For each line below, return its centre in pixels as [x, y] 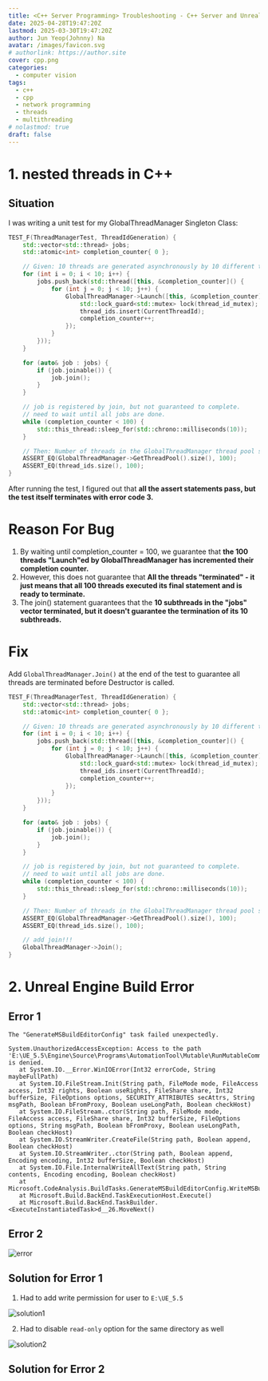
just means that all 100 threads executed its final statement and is [131, 585]
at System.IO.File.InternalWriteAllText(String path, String [122, 1168]
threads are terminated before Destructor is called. [92, 682]
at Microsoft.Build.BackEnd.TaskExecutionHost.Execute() [116, 1196]
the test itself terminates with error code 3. [81, 497]
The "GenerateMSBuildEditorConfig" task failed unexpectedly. [114, 1035]
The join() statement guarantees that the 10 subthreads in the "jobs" [133, 602]
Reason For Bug [61, 529]
